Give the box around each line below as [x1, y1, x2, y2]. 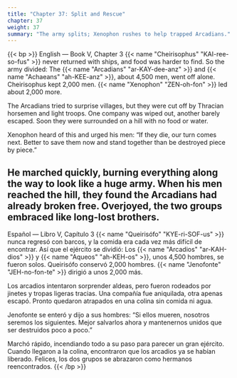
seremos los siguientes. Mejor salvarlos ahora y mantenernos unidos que [7, 318, 222, 327]
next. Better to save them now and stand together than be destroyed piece [7, 138, 226, 147]
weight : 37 [7, 24, 40, 31]
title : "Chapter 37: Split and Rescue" [7, 10, 126, 18]
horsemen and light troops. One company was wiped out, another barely [7, 109, 221, 118]
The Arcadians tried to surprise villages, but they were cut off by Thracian [7, 101, 224, 111]
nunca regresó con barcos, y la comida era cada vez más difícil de [7, 237, 203, 246]
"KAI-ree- [200, 50, 229, 58]
